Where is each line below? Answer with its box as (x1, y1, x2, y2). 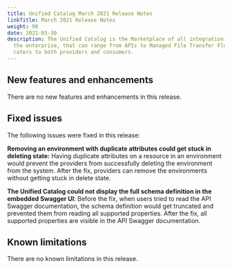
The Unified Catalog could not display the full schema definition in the (7, 187, 212, 195)
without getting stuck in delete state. (7, 173, 111, 182)
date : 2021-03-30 (7, 29, 57, 37)
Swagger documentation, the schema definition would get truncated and (7, 202, 214, 210)
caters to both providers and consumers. (13, 49, 135, 56)
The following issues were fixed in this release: (7, 131, 140, 139)
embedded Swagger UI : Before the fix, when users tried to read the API (7, 194, 211, 202)
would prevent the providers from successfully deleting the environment (7, 159, 213, 167)
